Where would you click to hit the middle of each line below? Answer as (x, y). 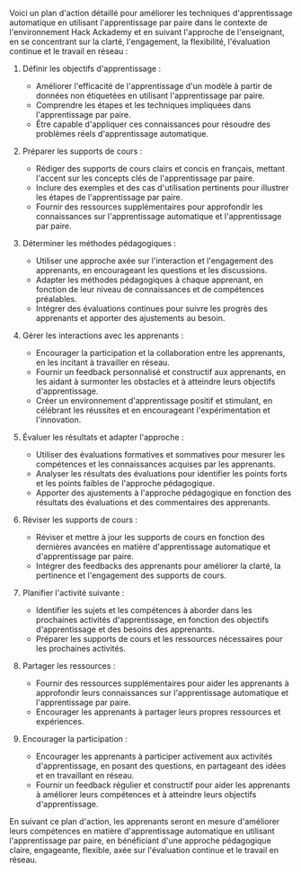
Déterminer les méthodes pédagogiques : (99, 243)
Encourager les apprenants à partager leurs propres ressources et (158, 712)
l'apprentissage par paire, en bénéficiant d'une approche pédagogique (140, 841)
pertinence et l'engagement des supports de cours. (131, 575)
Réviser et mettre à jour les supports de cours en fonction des (150, 537)
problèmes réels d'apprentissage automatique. (122, 133)
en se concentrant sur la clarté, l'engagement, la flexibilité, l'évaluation (140, 41)
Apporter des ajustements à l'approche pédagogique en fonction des (164, 493)
